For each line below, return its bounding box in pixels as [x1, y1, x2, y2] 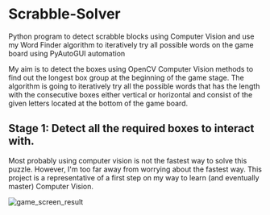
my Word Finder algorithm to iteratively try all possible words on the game [8, 39, 254, 49]
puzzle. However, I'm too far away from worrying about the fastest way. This [8, 164, 262, 174]
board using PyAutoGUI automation [8, 48, 126, 58]
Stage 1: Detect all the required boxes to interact [8, 122, 255, 135]
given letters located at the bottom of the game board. [8, 98, 188, 108]
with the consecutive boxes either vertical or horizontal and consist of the [8, 89, 253, 99]
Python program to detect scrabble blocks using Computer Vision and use [8, 31, 255, 41]
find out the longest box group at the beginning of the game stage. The [8, 72, 244, 82]
